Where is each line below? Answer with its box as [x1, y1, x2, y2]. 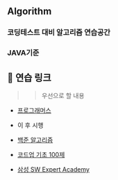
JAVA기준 [7, 48, 40, 58]
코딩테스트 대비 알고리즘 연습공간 [7, 28, 111, 38]
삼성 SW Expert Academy [17, 165, 90, 174]
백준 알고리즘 [17, 136, 53, 145]
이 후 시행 [17, 121, 44, 129]
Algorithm [7, 6, 52, 17]
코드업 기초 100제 [17, 151, 65, 159]
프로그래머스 [17, 106, 52, 115]
